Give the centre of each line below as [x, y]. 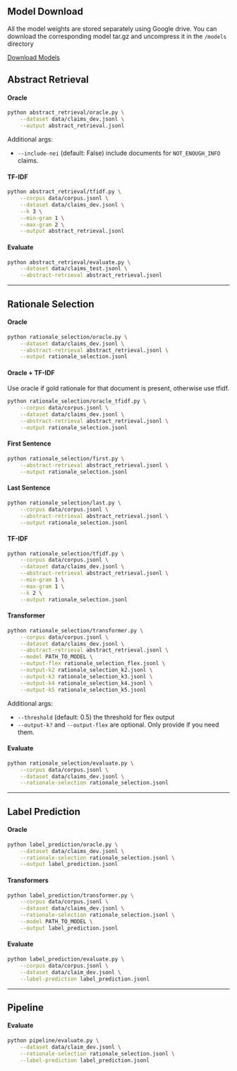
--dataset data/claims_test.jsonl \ [74, 269]
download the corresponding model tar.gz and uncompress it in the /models [117, 36]
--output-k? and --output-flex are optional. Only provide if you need [118, 724]
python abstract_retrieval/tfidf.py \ [64, 192]
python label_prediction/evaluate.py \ [66, 959]
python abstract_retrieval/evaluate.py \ [69, 262]
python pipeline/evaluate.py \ [53, 1041]
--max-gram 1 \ [42, 586]
